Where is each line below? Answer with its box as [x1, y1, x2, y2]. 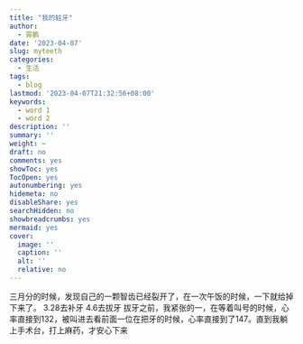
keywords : [9, 97, 47, 107]
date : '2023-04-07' [9, 38, 83, 48]
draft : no [9, 147, 47, 156]
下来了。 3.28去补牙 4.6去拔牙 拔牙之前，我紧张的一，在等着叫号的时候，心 [9, 302, 290, 312]
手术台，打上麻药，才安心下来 [16, 324, 128, 335]
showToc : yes [9, 164, 59, 173]
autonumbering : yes [9, 181, 83, 191]
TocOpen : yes [9, 172, 59, 181]
